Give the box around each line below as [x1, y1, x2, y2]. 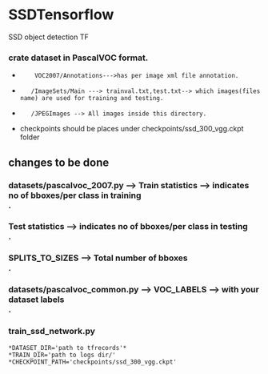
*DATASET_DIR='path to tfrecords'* [8, 344, 127, 352]
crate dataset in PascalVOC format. [8, 52, 149, 63]
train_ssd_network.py [8, 326, 96, 337]
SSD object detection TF [8, 32, 90, 42]
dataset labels [8, 294, 65, 305]
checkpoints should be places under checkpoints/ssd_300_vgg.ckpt [19, 124, 244, 134]
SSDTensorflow [8, 6, 114, 24]
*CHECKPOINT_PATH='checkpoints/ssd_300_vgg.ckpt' [8, 358, 178, 366]
